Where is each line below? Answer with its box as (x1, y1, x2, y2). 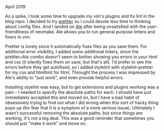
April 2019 (5, 4, 26, 9)
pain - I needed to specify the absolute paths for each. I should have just (5, 89, 152, 95)
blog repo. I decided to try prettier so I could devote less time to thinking (5, 19, 151, 24)
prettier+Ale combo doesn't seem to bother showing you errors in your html (5, 54, 158, 60)
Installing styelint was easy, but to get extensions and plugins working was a (5, 84, 159, 90)
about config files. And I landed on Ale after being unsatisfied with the (5, 23, 146, 29)
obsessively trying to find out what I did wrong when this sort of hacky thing (5, 100, 159, 106)
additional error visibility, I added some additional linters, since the (5, 49, 139, 54)
